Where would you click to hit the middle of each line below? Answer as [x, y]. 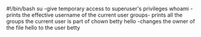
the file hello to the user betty [43, 27]
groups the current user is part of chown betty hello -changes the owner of [101, 21]
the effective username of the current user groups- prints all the [102, 15]
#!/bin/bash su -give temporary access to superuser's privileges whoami [98, 9]
